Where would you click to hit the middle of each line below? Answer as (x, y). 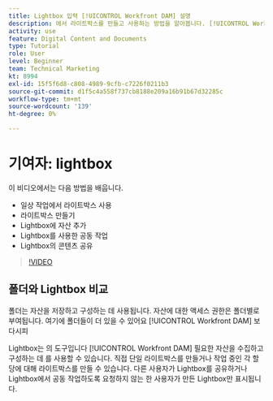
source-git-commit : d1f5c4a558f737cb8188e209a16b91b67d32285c (116, 91)
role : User (27, 54)
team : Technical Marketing (54, 69)
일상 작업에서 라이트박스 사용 (66, 205)
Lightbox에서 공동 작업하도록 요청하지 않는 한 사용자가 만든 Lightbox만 (121, 378)
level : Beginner (36, 62)
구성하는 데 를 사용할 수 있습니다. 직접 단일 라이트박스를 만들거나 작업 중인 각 (130, 358)
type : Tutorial (34, 46)
